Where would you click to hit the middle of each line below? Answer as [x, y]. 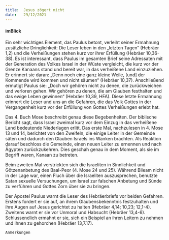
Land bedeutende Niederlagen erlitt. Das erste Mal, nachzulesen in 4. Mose [84, 128]
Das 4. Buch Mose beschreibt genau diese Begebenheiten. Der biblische [81, 117]
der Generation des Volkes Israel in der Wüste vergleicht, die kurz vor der [82, 64]
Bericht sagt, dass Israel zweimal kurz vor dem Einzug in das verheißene [81, 122]
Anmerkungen [18, 232]
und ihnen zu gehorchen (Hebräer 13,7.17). [49, 223]
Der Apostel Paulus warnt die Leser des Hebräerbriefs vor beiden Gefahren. [84, 196]
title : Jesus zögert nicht [35, 10]
